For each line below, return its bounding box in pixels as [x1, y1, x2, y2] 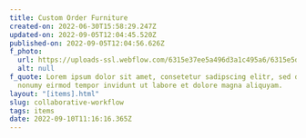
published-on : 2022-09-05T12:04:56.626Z [9, 38, 166, 48]
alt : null [17, 64, 55, 74]
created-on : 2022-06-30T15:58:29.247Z [9, 22, 157, 31]
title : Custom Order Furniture [9, 13, 128, 23]
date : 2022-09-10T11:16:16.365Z [9, 114, 132, 123]
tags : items [9, 106, 55, 115]
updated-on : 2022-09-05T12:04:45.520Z [9, 30, 157, 39]
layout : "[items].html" [9, 89, 100, 98]
